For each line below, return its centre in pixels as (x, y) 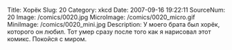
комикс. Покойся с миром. (47, 39)
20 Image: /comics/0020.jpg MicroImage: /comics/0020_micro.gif (101, 17)
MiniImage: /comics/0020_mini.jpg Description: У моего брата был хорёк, (114, 24)
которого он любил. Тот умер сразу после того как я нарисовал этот (109, 32)
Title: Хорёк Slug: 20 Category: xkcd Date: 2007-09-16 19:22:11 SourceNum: (116, 10)
